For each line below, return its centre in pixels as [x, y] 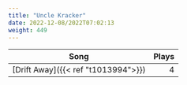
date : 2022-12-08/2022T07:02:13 [61, 23]
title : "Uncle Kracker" [47, 15]
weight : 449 [28, 30]
